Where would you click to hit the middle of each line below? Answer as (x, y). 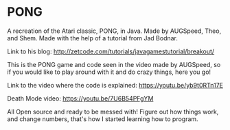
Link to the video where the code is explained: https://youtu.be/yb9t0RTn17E (115, 85)
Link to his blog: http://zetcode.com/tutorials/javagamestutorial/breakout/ (111, 51)
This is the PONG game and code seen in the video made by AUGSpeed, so (114, 64)
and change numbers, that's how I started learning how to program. (103, 119)
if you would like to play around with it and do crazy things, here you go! (109, 72)
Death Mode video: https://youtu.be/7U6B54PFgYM (80, 98)
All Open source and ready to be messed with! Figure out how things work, (113, 112)
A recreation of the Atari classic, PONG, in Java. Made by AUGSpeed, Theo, (114, 31)
